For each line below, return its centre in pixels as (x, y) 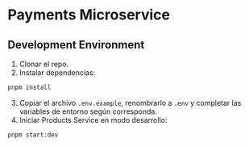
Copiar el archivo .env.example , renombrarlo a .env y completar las (130, 103)
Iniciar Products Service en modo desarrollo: (93, 120)
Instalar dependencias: (57, 73)
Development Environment (76, 45)
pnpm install (29, 87)
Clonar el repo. (44, 64)
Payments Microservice (89, 15)
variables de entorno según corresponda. (88, 111)
